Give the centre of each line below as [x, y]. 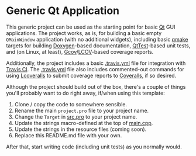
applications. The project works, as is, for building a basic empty [84, 33]
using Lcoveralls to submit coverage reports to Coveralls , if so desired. [91, 75]
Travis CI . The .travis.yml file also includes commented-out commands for [95, 69]
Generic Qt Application [63, 11]
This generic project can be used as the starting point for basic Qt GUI [91, 27]
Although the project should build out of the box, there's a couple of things [96, 86]
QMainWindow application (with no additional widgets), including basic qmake [97, 39]
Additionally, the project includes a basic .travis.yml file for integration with [96, 63]
